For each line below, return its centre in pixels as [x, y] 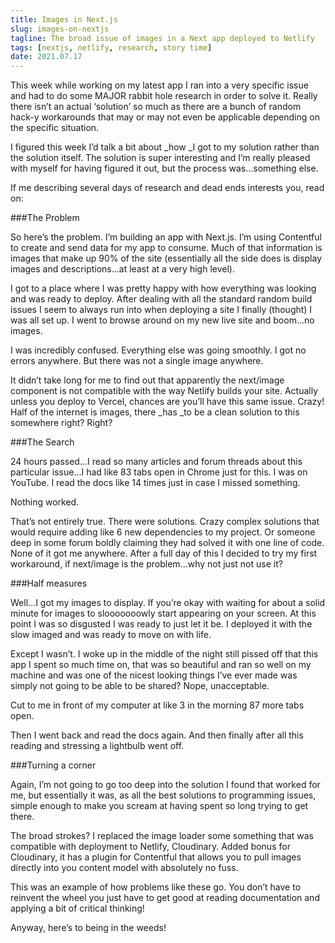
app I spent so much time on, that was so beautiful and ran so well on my [161, 665]
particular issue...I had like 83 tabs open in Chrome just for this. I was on [159, 472]
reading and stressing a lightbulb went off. [97, 746]
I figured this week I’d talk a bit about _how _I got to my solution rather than [165, 147]
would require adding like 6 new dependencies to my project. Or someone [163, 532]
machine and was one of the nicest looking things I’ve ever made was [154, 675]
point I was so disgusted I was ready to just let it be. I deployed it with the [161, 624]
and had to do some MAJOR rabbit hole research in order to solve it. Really [164, 96]
